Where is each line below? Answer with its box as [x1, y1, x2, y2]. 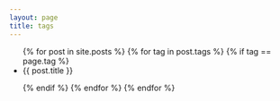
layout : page [9, 13, 59, 22]
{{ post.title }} [22, 64, 74, 76]
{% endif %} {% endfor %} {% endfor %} [22, 82, 176, 93]
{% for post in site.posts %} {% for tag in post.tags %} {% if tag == [22, 46, 272, 56]
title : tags [9, 21, 54, 30]
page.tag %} [22, 55, 69, 66]
